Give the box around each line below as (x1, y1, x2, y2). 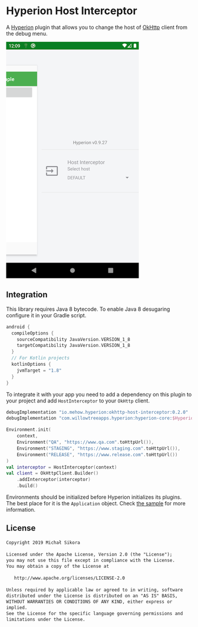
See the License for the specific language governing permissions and (6, 610, 183, 616)
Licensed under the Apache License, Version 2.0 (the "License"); (6, 551, 173, 557)
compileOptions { (11, 330, 54, 336)
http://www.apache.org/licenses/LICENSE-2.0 (14, 575, 126, 581)
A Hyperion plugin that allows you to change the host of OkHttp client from (6, 24, 187, 31)
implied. (6, 605, 28, 610)
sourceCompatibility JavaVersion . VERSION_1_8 (16, 336, 131, 342)
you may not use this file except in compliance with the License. (6, 557, 176, 563)
